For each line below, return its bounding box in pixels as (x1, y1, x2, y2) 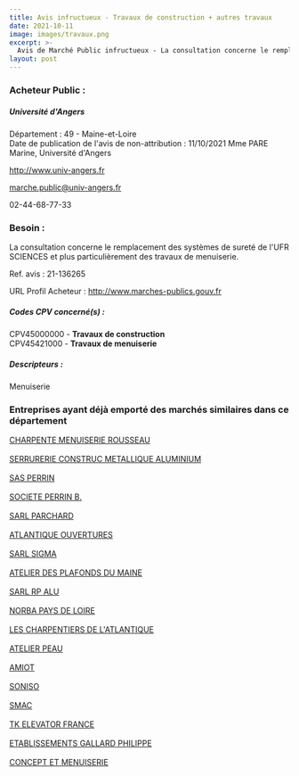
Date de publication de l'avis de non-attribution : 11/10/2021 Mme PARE (9, 137, 269, 148)
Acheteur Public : (9, 84, 86, 96)
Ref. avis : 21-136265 (9, 268, 86, 279)
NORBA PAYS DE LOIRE (9, 606, 95, 616)
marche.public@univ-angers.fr (9, 182, 122, 193)
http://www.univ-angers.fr (9, 164, 105, 175)
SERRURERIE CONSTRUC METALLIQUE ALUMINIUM (9, 454, 202, 465)
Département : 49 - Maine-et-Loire (9, 128, 137, 139)
